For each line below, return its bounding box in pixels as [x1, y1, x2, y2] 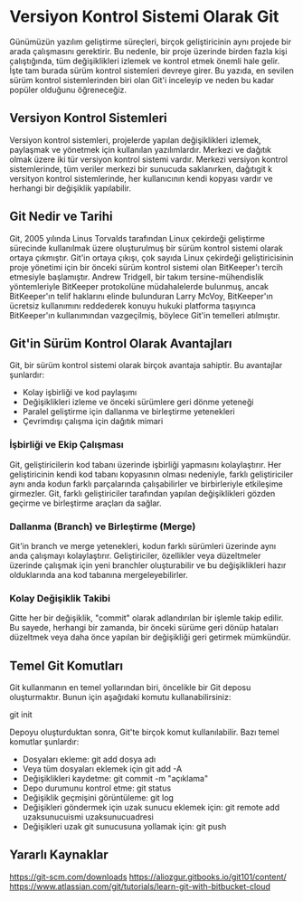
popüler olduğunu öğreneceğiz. [9, 84, 128, 95]
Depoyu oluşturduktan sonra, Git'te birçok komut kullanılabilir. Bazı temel [9, 726, 279, 738]
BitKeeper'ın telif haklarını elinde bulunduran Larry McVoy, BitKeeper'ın [9, 290, 273, 301]
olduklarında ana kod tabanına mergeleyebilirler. [9, 569, 188, 580]
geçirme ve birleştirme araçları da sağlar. [9, 498, 162, 508]
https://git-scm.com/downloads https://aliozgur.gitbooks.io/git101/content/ [9, 871, 287, 882]
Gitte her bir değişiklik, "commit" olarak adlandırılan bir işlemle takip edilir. [9, 612, 284, 623]
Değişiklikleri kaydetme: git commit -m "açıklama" [22, 773, 209, 784]
